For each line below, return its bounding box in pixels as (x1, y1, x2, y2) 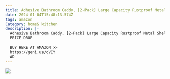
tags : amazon (5, 17, 33, 22)
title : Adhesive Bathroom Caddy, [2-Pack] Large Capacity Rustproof (5, 7, 153, 13)
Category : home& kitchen (5, 21, 58, 27)
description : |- (5, 26, 39, 31)
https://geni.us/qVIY (10, 49, 56, 55)
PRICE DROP (10, 36, 33, 41)
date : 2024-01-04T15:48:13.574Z (5, 12, 73, 17)
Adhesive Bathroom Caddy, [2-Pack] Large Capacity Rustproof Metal (10, 31, 155, 36)
